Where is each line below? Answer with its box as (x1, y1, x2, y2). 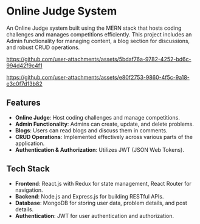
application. (15, 140, 45, 147)
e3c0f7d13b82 (6, 80, 43, 87)
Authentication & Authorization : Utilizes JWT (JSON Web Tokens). (15, 146, 184, 153)
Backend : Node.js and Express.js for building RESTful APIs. (15, 192, 164, 200)
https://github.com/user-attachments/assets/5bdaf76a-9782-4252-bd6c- (6, 55, 191, 63)
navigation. (15, 186, 44, 194)
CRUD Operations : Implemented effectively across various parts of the (15, 133, 193, 140)
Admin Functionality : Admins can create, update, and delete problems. (15, 120, 195, 127)
